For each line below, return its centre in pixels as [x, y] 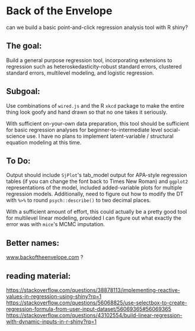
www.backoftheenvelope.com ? [45, 257]
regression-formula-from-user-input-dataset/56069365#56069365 [89, 309]
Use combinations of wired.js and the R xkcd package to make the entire [95, 105]
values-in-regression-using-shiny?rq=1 [54, 296]
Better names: [33, 243]
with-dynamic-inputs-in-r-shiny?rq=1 [51, 322]
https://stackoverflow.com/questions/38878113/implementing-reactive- [93, 290]
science [16, 136]
